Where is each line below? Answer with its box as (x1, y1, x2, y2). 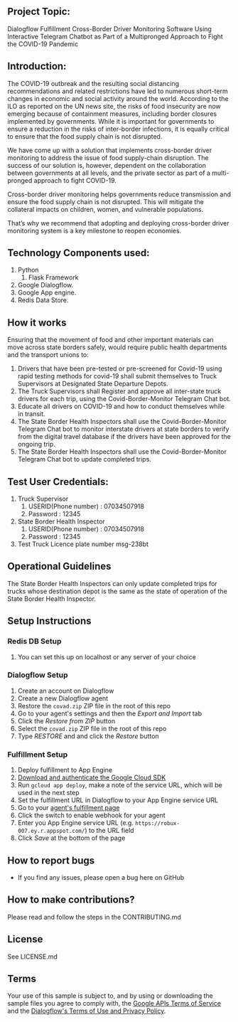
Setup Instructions (7, 615, 92, 627)
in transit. (17, 410, 45, 418)
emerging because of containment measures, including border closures (7, 110, 217, 118)
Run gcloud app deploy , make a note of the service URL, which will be (17, 781, 222, 789)
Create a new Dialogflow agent (17, 693, 109, 703)
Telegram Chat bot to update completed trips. (17, 455, 151, 464)
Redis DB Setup (7, 637, 62, 646)
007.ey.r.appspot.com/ (17, 828, 85, 835)
